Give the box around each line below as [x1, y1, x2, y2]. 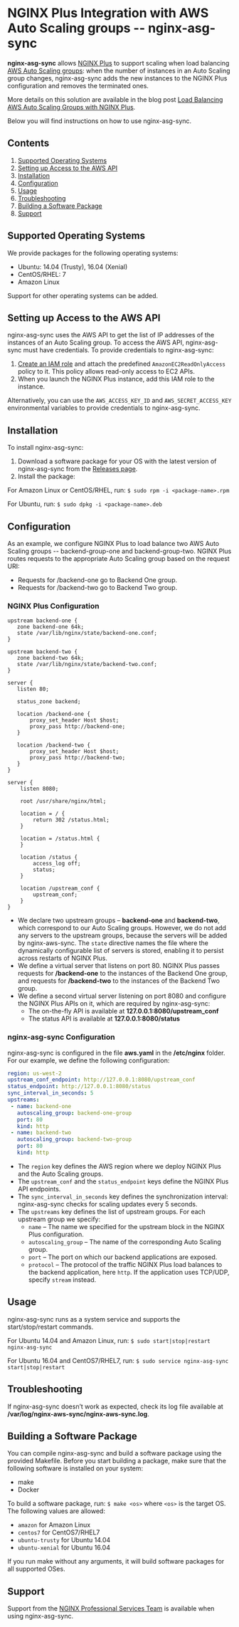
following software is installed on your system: [7, 1464, 144, 1473]
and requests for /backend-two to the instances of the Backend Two [17, 976, 221, 985]
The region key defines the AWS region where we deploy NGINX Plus [17, 1162, 222, 1170]
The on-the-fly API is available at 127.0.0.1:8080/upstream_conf [28, 1007, 219, 1016]
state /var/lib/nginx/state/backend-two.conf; [16, 660, 158, 668]
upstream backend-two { [7, 648, 78, 655]
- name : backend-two [10, 1130, 72, 1137]
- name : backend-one [10, 1102, 72, 1110]
